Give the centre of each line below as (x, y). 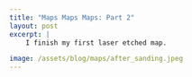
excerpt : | (30, 34)
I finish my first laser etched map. (96, 43)
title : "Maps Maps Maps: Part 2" (72, 17)
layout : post (34, 26)
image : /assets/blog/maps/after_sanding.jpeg (96, 59)
